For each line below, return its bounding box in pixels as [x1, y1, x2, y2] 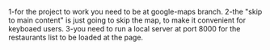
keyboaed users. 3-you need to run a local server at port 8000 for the [8, 24, 241, 33]
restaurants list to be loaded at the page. [8, 32, 144, 42]
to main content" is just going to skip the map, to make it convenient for [8, 15, 247, 25]
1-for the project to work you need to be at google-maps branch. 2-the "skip [8, 7, 263, 16]
